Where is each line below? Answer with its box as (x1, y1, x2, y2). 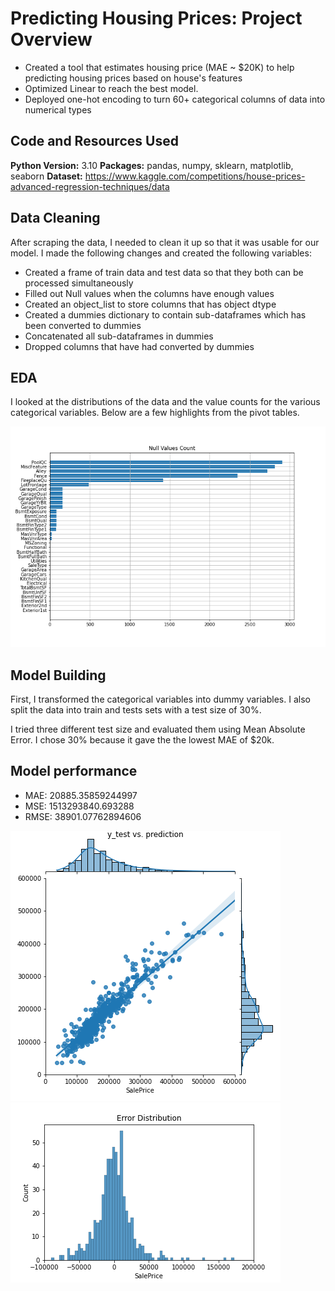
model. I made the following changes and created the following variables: (10, 247, 312, 259)
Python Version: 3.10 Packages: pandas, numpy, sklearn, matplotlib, (10, 159, 294, 171)
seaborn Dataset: (10, 170, 83, 182)
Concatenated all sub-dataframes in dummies (24, 330, 214, 342)
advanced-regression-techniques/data (10, 180, 170, 192)
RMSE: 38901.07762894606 (24, 810, 142, 822)
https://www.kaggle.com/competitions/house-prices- (84, 170, 306, 182)
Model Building (10, 667, 107, 684)
